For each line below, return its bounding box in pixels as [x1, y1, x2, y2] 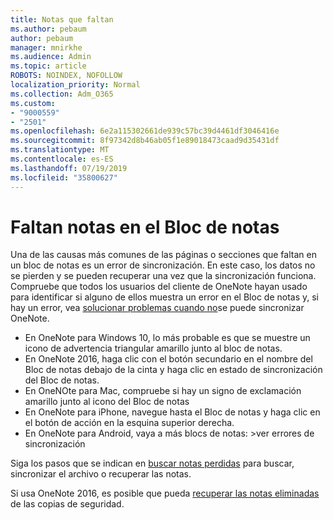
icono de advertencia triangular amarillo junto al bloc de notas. [24, 342, 283, 355]
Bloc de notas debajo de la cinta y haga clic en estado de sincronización [24, 364, 323, 376]
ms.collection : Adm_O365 [10, 89, 114, 99]
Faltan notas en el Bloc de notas [10, 216, 280, 238]
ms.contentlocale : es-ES [10, 154, 114, 164]
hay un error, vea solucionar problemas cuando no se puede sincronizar [10, 302, 305, 314]
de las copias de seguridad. [10, 498, 125, 510]
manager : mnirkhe [10, 42, 83, 53]
